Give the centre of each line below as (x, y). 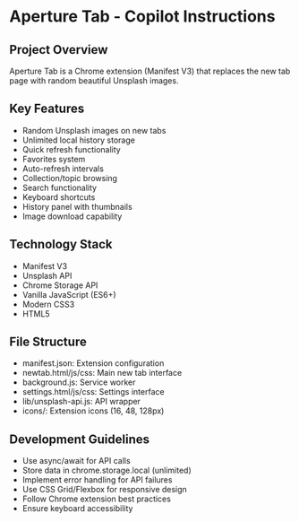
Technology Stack (61, 244)
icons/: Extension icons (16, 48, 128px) (93, 411)
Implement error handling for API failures (97, 480)
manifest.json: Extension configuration (93, 363)
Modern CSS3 (48, 304)
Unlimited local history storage (79, 140)
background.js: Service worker (79, 382)
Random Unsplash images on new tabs (94, 130)
